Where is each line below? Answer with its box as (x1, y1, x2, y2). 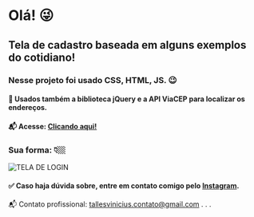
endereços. (8, 103, 48, 112)
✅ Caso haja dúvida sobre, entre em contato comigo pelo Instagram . (8, 180, 240, 190)
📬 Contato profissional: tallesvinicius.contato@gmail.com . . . (8, 199, 212, 209)
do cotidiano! (8, 50, 76, 64)
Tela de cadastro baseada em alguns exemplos (8, 38, 247, 52)
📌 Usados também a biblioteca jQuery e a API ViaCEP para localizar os (8, 94, 245, 104)
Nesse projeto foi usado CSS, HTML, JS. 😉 (8, 74, 177, 85)
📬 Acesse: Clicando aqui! (8, 121, 97, 131)
